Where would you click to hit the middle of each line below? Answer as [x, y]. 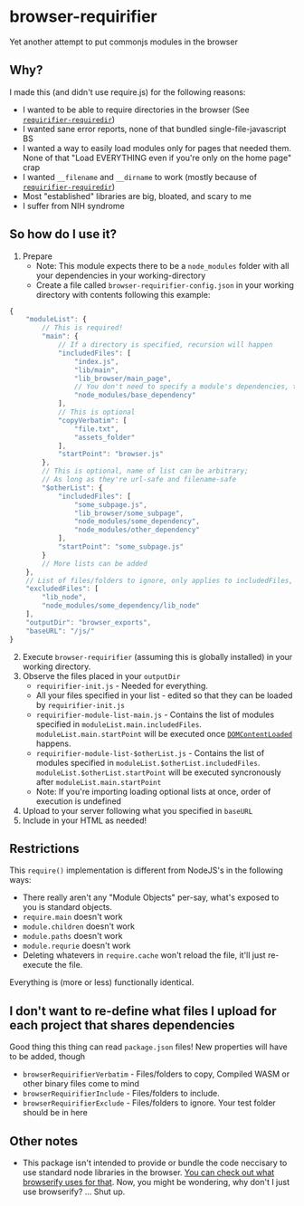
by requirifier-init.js [80, 704]
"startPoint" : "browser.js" [111, 455]
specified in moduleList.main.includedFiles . [119, 724]
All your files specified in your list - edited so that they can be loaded [164, 695]
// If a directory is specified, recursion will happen [165, 345]
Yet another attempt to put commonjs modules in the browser [123, 42]
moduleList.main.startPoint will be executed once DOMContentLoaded [164, 733]
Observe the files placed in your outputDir [101, 675]
